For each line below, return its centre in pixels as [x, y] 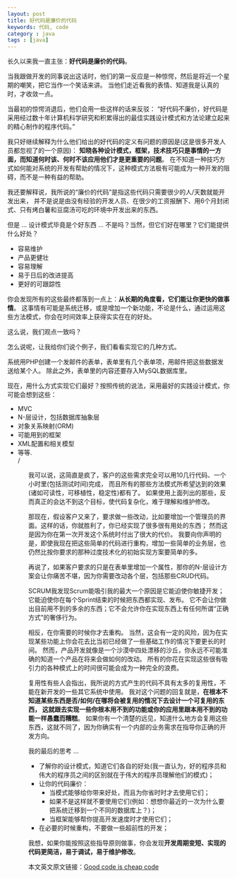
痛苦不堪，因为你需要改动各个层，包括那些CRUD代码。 [133, 576]
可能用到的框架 [39, 435]
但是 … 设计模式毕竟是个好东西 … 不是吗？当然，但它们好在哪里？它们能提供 [118, 225]
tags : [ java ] [28, 40]
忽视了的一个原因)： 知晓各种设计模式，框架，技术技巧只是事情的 [114, 151]
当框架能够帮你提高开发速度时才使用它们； [111, 819]
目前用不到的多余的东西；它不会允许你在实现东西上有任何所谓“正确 [132, 608]
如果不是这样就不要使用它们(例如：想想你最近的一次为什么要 [137, 802]
